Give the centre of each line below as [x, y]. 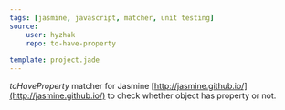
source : [24, 26]
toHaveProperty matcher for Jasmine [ [82, 86]
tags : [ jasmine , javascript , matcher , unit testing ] [112, 18]
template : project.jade [55, 60]
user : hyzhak [51, 35]
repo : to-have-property [71, 43]
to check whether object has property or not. [192, 95]
